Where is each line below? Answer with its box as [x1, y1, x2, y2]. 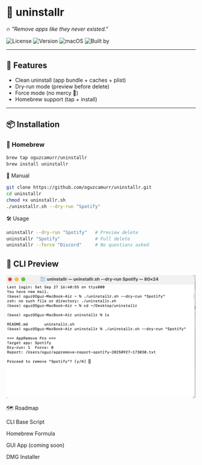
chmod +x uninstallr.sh [6, 197, 66, 203]
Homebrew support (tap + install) [14, 96, 97, 103]
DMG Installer [6, 453, 40, 460]
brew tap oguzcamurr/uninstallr [6, 155, 87, 161]
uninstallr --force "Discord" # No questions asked [6, 242, 149, 248]
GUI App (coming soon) [6, 442, 65, 449]
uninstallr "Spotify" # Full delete [6, 236, 130, 242]
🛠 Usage [6, 215, 29, 222]
